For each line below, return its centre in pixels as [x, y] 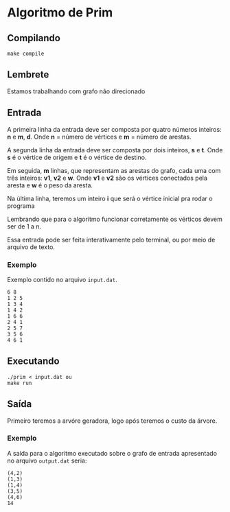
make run [20, 383]
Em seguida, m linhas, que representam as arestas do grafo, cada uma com [114, 170]
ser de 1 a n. [24, 226]
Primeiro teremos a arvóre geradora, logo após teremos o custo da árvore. [112, 421]
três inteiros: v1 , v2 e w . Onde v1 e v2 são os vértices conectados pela [107, 178]
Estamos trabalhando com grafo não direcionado [76, 91]
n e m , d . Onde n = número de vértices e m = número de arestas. [99, 137]
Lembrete [28, 74]
